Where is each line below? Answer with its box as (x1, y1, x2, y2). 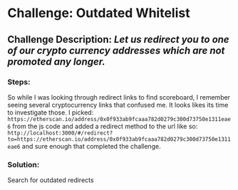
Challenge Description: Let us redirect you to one (7, 33, 229, 46)
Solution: (7, 159, 40, 169)
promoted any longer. (7, 56, 105, 68)
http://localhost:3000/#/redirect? (7, 130, 113, 137)
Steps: (7, 77, 31, 87)
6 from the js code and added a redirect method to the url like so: (7, 122, 198, 130)
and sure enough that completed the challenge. (21, 142, 162, 150)
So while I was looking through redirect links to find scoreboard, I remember (7, 93, 230, 101)
